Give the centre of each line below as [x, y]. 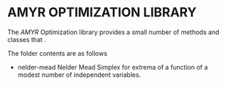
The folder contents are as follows [58, 53]
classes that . [27, 39]
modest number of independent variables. [79, 75]
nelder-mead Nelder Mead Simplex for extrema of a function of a [113, 67]
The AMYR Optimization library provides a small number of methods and [113, 32]
